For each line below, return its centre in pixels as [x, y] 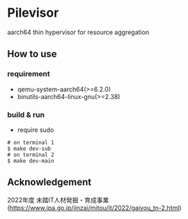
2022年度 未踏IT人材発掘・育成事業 [58, 199]
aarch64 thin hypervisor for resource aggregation [78, 32]
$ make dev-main [31, 161]
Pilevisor [33, 13]
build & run [26, 114]
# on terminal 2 [31, 155]
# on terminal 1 [31, 142]
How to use [32, 54]
